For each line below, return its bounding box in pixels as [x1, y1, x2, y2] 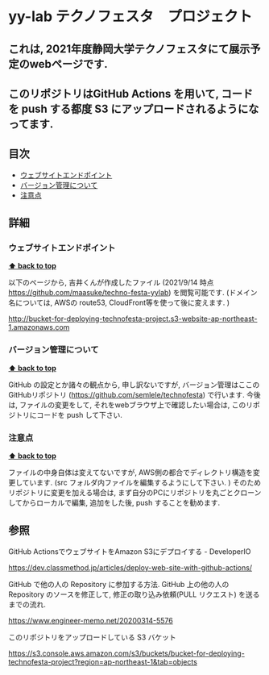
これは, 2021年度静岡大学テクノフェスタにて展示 [8, 42, 250, 56]
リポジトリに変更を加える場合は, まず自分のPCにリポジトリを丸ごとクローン [8, 488, 262, 498]
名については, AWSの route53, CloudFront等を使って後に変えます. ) [8, 298, 230, 307]
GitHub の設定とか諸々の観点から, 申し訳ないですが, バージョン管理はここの [8, 380, 260, 390]
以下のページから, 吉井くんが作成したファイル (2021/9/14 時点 [8, 277, 214, 287]
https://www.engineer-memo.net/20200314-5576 [8, 615, 173, 625]
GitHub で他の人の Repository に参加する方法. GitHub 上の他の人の [8, 579, 230, 589]
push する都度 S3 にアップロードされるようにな [21, 102, 259, 115]
